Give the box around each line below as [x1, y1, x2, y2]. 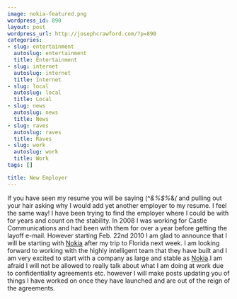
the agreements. [7, 283, 55, 292]
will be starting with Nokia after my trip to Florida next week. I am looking [7, 238, 220, 247]
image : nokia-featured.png [7, 10, 87, 18]
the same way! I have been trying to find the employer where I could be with [7, 209, 229, 217]
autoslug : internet [13, 69, 71, 76]
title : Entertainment [13, 57, 78, 64]
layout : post [7, 23, 46, 30]
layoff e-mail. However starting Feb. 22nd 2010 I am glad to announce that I [7, 231, 228, 240]
